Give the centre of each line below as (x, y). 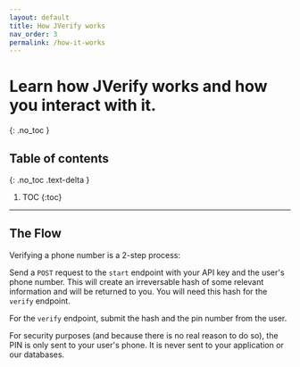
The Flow (36, 234)
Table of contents (59, 158)
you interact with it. (83, 106)
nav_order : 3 (33, 34)
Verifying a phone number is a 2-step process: (95, 254)
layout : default (39, 17)
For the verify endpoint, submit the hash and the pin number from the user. (148, 318)
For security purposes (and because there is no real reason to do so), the (144, 335)
